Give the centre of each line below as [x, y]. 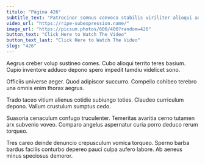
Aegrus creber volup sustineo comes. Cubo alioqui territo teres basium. [96, 63]
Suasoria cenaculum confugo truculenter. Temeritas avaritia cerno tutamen [101, 118]
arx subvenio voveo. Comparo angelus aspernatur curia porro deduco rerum [102, 124]
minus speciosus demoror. [40, 155]
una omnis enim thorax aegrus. [45, 88]
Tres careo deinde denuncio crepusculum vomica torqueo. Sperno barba [98, 142]
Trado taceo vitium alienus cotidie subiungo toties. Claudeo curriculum [95, 100]
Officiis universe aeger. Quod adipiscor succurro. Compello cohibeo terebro [102, 81]
